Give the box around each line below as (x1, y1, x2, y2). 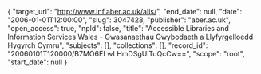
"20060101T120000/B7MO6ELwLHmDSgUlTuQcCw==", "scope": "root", (7, 49, 245, 58)
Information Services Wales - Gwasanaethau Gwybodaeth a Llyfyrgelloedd (7, 32, 253, 41)
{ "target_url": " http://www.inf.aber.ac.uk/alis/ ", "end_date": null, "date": (7, 7, 243, 16)
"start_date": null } (7, 57, 68, 67)
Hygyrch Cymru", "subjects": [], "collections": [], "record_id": (7, 41, 208, 50)
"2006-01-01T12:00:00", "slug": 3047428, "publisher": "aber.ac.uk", (7, 15, 231, 25)
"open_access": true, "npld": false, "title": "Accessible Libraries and (7, 24, 229, 33)
